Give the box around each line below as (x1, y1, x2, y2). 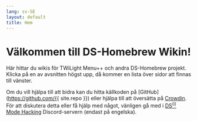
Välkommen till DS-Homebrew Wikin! (6, 45, 191, 58)
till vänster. (6, 77, 33, 84)
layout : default (6, 14, 46, 20)
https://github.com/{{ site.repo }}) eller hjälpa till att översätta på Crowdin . (8, 95, 187, 102)
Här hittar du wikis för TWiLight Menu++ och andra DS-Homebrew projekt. (6, 64, 186, 71)
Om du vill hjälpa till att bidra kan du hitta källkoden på (6, 89, 137, 96)
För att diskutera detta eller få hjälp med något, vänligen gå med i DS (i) (6, 101, 176, 109)
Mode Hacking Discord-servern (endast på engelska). (6, 108, 137, 115)
